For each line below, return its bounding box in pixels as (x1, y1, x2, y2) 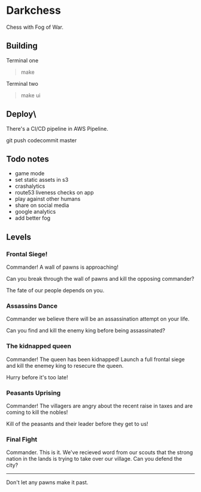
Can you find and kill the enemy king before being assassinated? (6, 327, 166, 334)
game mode (14, 170, 45, 177)
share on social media (14, 202, 69, 209)
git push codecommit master (6, 136, 77, 144)
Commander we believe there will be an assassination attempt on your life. (6, 316, 190, 323)
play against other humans (14, 196, 81, 203)
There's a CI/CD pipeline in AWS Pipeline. (6, 125, 109, 132)
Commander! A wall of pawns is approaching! (6, 263, 118, 271)
